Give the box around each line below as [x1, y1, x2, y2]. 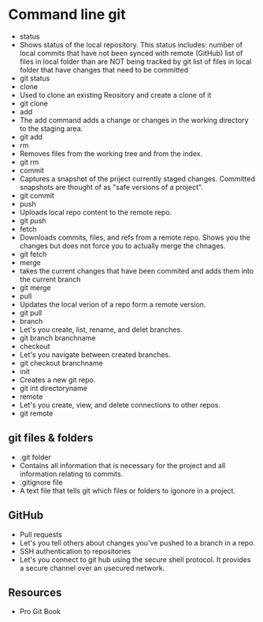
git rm [19, 157, 39, 166]
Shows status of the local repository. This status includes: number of [19, 39, 243, 49]
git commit [19, 191, 55, 200]
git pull [19, 307, 42, 317]
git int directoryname [19, 383, 88, 393]
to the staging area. [19, 124, 83, 133]
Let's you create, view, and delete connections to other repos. [19, 400, 221, 409]
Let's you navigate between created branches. [19, 349, 171, 359]
